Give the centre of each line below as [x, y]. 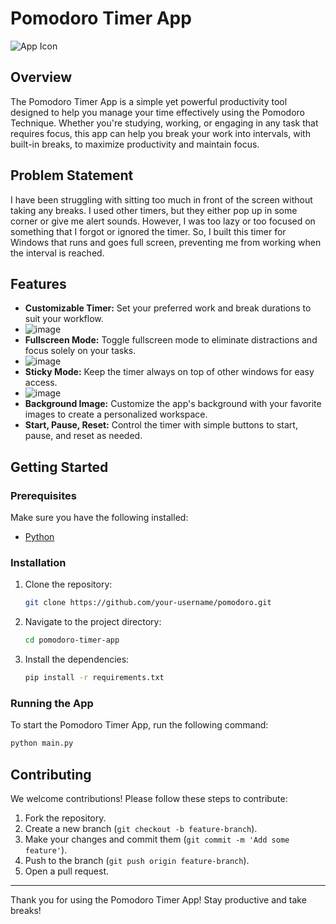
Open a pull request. [67, 871]
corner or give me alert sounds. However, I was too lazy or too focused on [163, 221]
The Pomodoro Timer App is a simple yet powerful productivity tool [149, 101]
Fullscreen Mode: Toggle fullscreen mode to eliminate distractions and [171, 340]
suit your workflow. [64, 319]
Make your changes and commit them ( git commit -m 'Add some [157, 839]
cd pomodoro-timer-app [72, 640]
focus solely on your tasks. [80, 351]
